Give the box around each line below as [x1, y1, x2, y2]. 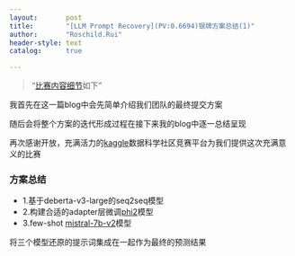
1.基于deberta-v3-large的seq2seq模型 [22, 195, 165, 207]
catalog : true [9, 47, 83, 56]
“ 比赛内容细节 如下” [31, 80, 103, 91]
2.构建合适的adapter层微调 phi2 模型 [22, 207, 154, 217]
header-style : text [9, 38, 83, 48]
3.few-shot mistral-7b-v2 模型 [22, 217, 132, 229]
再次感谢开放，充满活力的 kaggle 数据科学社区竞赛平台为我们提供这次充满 [9, 137, 279, 148]
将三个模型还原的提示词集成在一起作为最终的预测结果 [9, 237, 207, 248]
